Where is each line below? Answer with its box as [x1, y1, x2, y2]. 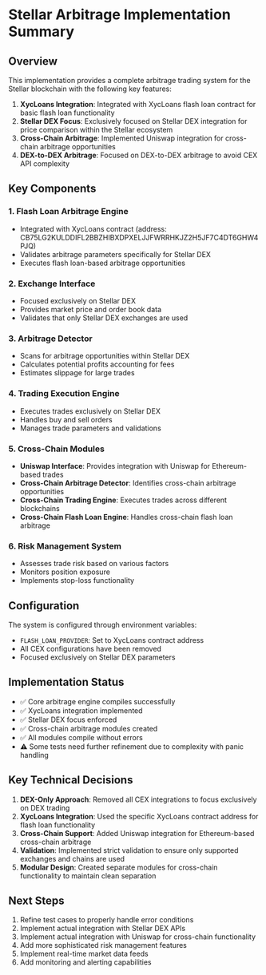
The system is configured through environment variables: [8, 620, 197, 629]
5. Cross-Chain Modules [8, 443, 105, 454]
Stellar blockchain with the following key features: [8, 84, 172, 93]
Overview [8, 54, 58, 68]
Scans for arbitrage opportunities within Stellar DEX [19, 351, 190, 361]
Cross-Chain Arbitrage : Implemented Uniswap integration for [19, 133, 224, 143]
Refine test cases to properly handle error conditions [19, 915, 194, 925]
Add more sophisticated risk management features [19, 941, 188, 950]
